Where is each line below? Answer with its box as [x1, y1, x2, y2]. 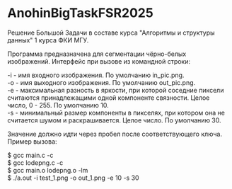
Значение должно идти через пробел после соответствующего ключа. [7, 130, 223, 138]
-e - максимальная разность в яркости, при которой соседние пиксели [7, 86, 224, 94]
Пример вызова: [7, 137, 58, 146]
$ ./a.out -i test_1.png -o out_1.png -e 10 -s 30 [7, 173, 139, 182]
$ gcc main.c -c [7, 151, 54, 159]
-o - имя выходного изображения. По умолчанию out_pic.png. [7, 78, 196, 86]
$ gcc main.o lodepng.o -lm [7, 166, 88, 174]
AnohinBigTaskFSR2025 [7, 5, 153, 21]
